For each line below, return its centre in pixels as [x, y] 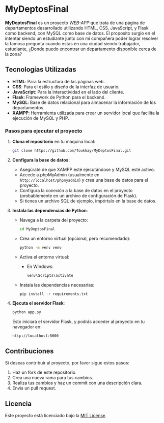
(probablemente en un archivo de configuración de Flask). [78, 195]
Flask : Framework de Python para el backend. [59, 97]
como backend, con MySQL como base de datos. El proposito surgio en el [80, 33]
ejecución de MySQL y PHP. [41, 118]
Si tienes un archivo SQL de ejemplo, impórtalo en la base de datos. [88, 201]
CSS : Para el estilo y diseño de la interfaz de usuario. [66, 87]
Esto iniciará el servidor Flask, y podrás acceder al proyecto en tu [78, 322]
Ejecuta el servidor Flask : [39, 303]
